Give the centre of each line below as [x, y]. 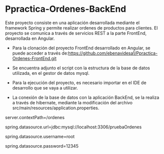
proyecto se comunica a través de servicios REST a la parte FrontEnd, [76, 33]
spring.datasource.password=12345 [42, 146]
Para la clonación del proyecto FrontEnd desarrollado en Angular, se [81, 48]
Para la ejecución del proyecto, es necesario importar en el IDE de [79, 83]
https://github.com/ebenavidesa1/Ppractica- [113, 53]
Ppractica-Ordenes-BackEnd [66, 9]
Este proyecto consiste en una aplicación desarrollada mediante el [72, 23]
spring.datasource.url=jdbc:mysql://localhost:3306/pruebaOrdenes [73, 127]
